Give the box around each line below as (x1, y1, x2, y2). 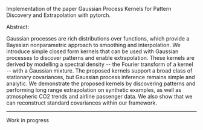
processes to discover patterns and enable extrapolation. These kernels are (6, 54, 195, 61)
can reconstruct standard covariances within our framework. (6, 99, 157, 106)
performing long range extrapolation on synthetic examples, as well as (6, 86, 181, 93)
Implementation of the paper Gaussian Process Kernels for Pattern (6, 5, 172, 12)
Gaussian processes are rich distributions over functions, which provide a (6, 35, 190, 42)
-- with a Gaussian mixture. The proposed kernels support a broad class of (6, 67, 193, 74)
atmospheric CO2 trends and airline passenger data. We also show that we (6, 93, 193, 100)
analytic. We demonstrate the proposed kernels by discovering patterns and (6, 80, 196, 87)
